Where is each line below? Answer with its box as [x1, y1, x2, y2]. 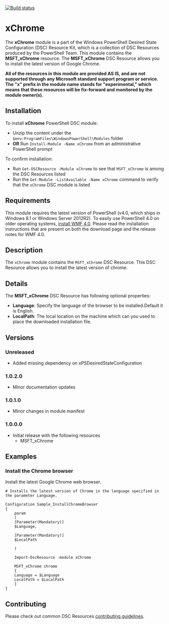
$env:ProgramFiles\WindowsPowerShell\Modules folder [12, 135, 124, 141]
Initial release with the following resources [12, 432, 100, 438]
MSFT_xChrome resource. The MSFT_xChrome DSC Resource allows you [5, 55, 160, 61]
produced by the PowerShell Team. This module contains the [5, 50, 132, 56]
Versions [5, 333, 34, 342]
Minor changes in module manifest [12, 408, 85, 414]
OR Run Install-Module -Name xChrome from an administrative [12, 141, 141, 147]
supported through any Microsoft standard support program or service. [5, 76, 158, 82]
